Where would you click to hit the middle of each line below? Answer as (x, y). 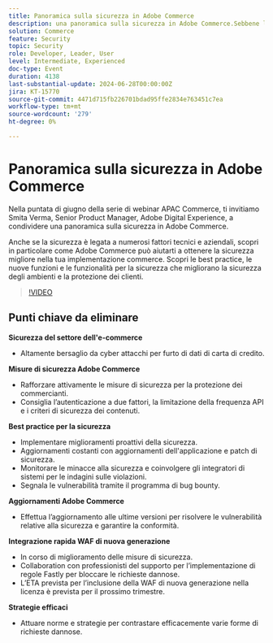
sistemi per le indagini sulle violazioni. (83, 476)
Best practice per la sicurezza (60, 426)
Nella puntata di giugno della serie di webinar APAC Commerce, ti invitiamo (134, 209)
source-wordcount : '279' (50, 115)
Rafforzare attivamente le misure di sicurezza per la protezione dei (131, 384)
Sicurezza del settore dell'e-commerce (76, 337)
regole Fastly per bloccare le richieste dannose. (100, 574)
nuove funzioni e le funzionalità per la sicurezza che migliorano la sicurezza (135, 267)
